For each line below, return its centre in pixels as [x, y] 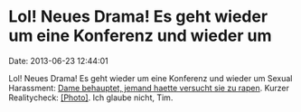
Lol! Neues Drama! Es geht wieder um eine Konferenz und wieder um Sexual [150, 78]
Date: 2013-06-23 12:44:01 [59, 61]
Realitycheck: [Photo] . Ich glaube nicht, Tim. [91, 98]
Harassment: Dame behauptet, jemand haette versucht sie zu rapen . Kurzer [149, 88]
